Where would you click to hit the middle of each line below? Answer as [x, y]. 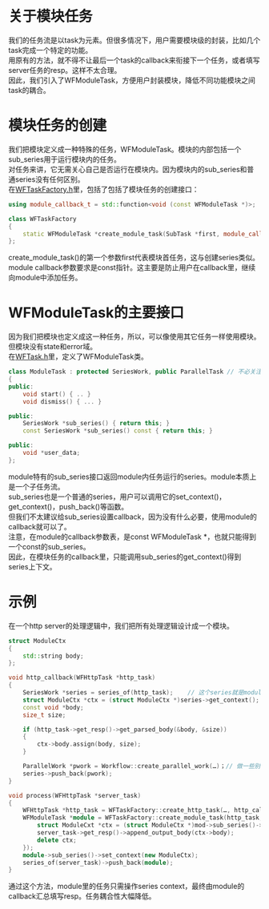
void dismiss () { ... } [62, 401]
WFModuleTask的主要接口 [96, 313]
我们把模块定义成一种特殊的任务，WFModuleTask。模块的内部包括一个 [125, 149]
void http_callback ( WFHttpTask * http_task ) [82, 678]
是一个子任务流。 [36, 486]
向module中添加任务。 [45, 278]
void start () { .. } [57, 394]
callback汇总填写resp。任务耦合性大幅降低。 [82, 896]
